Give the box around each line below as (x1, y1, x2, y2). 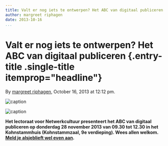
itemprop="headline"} (5, 72, 103, 84)
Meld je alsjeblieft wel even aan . (5, 135, 75, 141)
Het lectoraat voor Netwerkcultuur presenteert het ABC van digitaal (5, 118, 152, 124)
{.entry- (127, 50, 162, 61)
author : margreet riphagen (5, 12, 63, 17)
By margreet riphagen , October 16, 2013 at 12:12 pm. (5, 89, 115, 95)
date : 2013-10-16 (5, 17, 42, 22)
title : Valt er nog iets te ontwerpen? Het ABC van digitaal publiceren (5, 7, 163, 13)
